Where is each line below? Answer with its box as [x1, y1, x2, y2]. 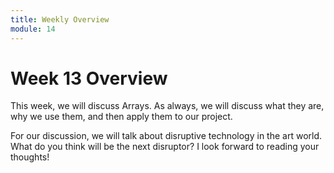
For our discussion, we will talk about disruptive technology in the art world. [10, 130, 323, 142]
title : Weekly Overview [10, 14, 110, 25]
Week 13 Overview [10, 67, 168, 90]
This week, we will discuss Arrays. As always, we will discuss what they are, [10, 100, 325, 112]
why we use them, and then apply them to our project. [10, 111, 233, 123]
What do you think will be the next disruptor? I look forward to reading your [10, 141, 320, 153]
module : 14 [10, 24, 56, 34]
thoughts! [10, 151, 50, 163]
